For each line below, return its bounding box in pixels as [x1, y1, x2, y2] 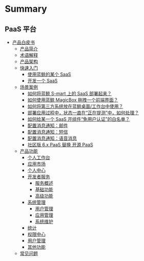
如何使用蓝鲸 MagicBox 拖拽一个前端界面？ [27, 97, 118, 103]
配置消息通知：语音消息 [27, 135, 77, 141]
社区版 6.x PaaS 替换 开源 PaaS [27, 142, 93, 147]
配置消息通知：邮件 [27, 122, 68, 128]
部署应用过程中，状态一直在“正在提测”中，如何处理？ [27, 110, 139, 116]
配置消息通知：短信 [27, 129, 68, 135]
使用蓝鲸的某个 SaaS [27, 71, 71, 77]
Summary [5, 3, 47, 15]
